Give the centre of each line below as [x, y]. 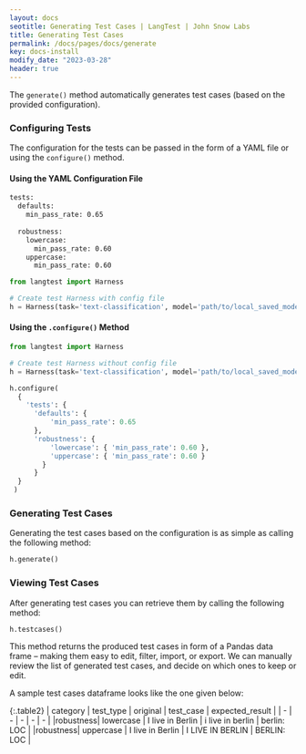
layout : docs [34, 18]
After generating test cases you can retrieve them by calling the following [147, 603]
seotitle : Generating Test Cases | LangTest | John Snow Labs [130, 26]
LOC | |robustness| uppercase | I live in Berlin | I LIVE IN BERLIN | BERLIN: [148, 730]
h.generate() [34, 560]
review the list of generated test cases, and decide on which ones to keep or [153, 666]
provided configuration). [55, 104]
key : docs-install [44, 52]
